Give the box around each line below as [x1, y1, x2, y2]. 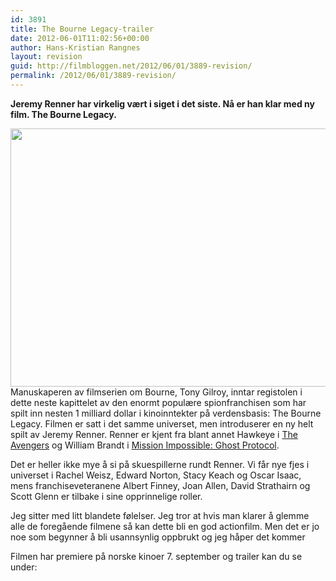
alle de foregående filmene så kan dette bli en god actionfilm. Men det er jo [10, 520, 320, 532]
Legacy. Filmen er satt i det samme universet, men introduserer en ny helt [10, 417, 314, 430]
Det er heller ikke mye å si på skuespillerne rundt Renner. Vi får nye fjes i [10, 458, 310, 470]
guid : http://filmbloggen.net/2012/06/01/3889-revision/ [10, 61, 253, 71]
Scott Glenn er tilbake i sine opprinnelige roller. [10, 490, 203, 502]
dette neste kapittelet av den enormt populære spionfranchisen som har [10, 396, 307, 408]
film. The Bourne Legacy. [10, 108, 117, 120]
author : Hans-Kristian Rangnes [10, 42, 141, 53]
